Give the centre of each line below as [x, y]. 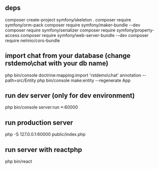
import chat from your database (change [68, 56]
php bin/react [19, 161]
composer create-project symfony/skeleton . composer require [68, 19]
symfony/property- [135, 30]
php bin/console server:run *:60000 [42, 107]
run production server [39, 122]
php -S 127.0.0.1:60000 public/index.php [45, 134]
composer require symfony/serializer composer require [60, 30]
